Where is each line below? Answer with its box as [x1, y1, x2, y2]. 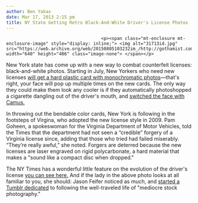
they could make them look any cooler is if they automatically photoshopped [6, 86, 192, 94]
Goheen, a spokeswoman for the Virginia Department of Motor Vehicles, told [6, 123, 192, 130]
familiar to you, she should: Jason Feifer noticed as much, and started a [6, 178, 180, 185]
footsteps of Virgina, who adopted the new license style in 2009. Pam [6, 117, 176, 124]
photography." [6, 191, 41, 198]
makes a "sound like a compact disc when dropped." [6, 154, 134, 161]
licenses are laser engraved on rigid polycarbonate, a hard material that [6, 148, 180, 155]
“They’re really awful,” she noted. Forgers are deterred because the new [6, 142, 181, 149]
